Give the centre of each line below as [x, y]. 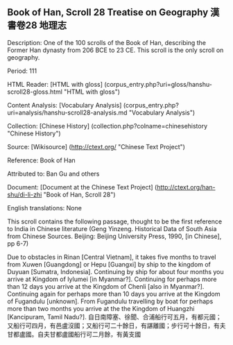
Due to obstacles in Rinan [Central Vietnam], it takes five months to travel [112, 257]
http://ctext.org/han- [187, 187]
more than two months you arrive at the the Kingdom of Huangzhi [101, 308]
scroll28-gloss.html [35, 92]
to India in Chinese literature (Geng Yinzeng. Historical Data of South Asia [112, 228]
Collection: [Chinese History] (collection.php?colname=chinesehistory [107, 126]
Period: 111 [22, 71]
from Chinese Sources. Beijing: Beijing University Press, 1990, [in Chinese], [114, 236]
